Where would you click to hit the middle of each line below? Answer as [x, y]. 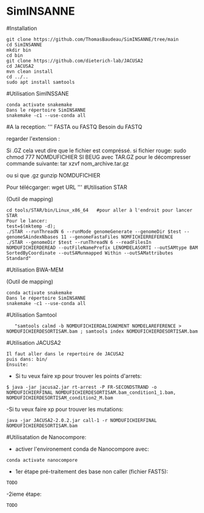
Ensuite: [17, 364]
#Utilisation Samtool [31, 315]
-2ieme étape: [24, 494]
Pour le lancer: [27, 221]
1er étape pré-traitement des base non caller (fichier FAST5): [92, 471]
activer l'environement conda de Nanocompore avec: [82, 449]
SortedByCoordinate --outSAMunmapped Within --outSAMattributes [90, 253]
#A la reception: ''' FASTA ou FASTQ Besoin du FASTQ [74, 127]
